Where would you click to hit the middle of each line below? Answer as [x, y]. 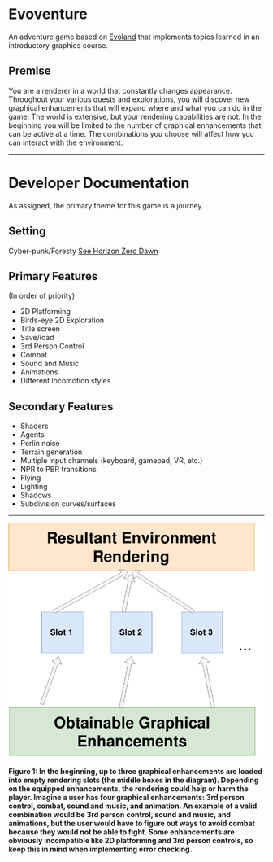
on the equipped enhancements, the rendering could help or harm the [128, 789]
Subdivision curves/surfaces [68, 504]
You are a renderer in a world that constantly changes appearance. [121, 90]
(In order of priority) [42, 296]
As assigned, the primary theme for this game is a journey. [106, 205]
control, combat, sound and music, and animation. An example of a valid [133, 806]
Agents [32, 435]
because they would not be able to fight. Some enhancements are [121, 832]
